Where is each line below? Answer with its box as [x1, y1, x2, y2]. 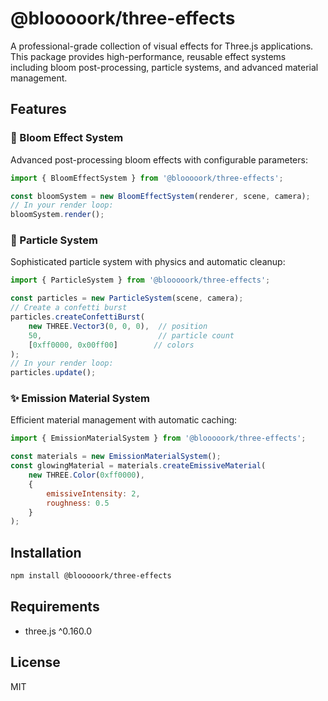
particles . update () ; [10, 368, 97, 378]
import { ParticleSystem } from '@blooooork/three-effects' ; [10, 275, 271, 286]
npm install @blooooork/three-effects [10, 571, 172, 581]
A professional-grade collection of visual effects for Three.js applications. [10, 40, 314, 52]
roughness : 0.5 [46, 498, 110, 508]
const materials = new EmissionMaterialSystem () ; [10, 452, 222, 462]
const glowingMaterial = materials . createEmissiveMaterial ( [10, 461, 267, 471]
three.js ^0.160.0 [24, 625, 93, 637]
